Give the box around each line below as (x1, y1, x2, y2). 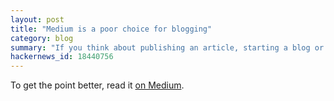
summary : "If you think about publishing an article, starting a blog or (10, 42, 325, 53)
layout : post (10, 14, 65, 25)
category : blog (10, 33, 74, 43)
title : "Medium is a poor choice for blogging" (10, 24, 213, 34)
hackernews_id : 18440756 (10, 52, 114, 62)
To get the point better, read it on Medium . (10, 79, 185, 91)
